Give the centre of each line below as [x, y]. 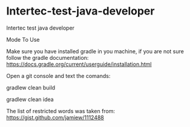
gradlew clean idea [30, 99]
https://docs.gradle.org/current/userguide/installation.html [79, 64]
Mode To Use [23, 39]
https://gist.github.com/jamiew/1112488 [55, 117]
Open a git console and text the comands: [58, 76]
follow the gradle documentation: [47, 57]
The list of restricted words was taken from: [61, 111]
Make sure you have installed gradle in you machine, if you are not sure [95, 51]
